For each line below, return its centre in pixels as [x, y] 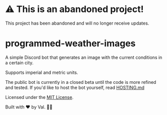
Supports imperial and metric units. [42, 72]
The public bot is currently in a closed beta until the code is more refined [81, 82]
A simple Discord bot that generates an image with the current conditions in [84, 57]
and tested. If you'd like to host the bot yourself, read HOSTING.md [75, 87]
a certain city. [19, 63]
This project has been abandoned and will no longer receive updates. [77, 23]
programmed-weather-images [71, 43]
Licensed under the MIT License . [39, 97]
